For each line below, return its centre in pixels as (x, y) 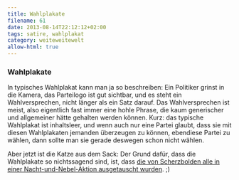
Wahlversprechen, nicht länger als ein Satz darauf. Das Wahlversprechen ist (118, 102)
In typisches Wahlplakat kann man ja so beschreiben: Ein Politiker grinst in (116, 88)
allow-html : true (33, 47)
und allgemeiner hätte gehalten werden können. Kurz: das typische (106, 117)
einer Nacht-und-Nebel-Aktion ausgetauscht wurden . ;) (89, 169)
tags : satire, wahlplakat (46, 34)
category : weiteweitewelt (46, 41)
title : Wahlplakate (36, 14)
